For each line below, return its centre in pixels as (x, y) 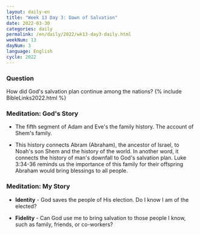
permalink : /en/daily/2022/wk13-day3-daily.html (69, 35)
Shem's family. (34, 133)
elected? (26, 206)
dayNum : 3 (19, 46)
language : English (29, 52)
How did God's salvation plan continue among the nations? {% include (94, 91)
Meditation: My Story (38, 187)
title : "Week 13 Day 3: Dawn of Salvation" (62, 18)
